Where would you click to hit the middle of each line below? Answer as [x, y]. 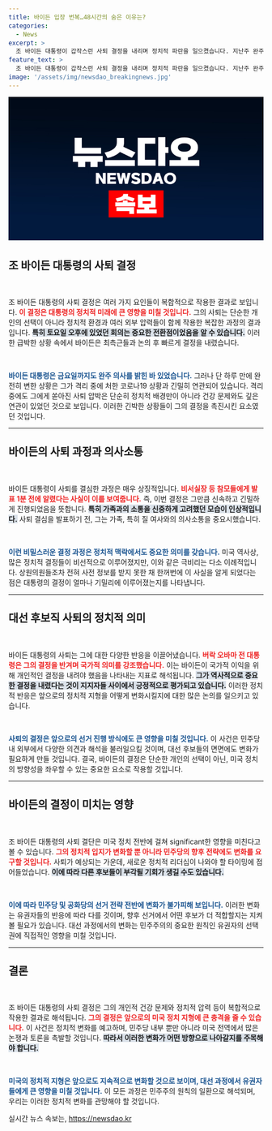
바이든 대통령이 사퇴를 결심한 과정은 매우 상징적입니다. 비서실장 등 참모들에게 [129, 488]
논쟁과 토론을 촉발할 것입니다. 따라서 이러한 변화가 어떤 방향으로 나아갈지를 [125, 1038]
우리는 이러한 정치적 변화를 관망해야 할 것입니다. [84, 1101]
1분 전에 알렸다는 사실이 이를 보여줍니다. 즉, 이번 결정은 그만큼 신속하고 [127, 498]
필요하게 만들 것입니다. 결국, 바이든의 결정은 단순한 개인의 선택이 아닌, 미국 [126, 759]
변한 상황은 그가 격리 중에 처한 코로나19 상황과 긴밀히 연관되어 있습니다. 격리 [143, 386]
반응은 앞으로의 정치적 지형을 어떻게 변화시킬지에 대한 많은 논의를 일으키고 [134, 695]
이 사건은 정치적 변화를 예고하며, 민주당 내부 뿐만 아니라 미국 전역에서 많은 [142, 1028]
